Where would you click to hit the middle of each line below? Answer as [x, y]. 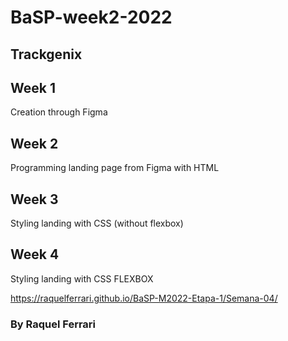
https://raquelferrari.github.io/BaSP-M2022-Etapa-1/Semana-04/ [144, 298]
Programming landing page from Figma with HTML [115, 168]
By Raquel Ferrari [53, 324]
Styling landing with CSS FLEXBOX [82, 278]
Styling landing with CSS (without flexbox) [97, 223]
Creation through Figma [59, 112]
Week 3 [34, 199]
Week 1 [33, 87]
